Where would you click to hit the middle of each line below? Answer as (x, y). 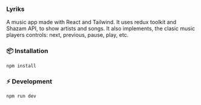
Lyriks (15, 9)
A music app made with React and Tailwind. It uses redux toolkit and (91, 22)
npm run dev (21, 96)
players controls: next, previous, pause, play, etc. (68, 35)
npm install (21, 66)
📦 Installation (27, 51)
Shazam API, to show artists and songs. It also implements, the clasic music (101, 28)
